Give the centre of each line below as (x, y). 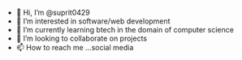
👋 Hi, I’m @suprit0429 (53, 13)
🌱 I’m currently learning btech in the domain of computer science (125, 30)
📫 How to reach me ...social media (75, 47)
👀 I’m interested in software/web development (93, 21)
